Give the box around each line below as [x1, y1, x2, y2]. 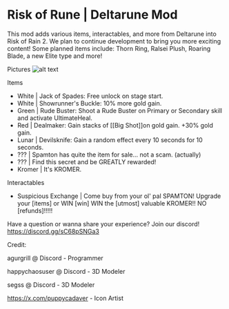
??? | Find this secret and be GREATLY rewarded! [17, 157, 157, 166]
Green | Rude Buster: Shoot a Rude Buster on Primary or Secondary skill [17, 106, 223, 114]
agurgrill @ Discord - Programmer [7, 254, 103, 262]
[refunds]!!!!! [17, 206, 53, 215]
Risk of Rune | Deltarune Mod [7, 7, 178, 23]
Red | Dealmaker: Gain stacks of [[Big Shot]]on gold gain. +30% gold [17, 121, 214, 129]
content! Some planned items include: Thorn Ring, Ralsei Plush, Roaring [7, 44, 211, 52]
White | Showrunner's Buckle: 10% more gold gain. [17, 99, 162, 107]
